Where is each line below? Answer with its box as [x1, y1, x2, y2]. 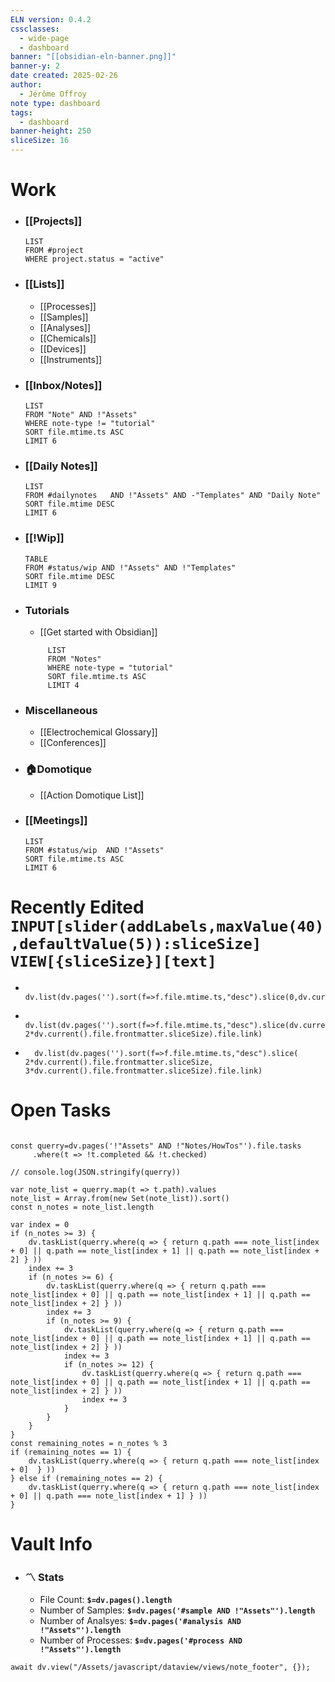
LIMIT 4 [47, 680, 80, 690]
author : [10, 80, 43, 90]
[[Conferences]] [39, 737, 107, 749]
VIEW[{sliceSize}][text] [10, 952, 217, 971]
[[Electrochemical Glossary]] [39, 726, 158, 738]
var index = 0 [10, 1219, 70, 1230]
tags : [10, 107, 33, 118]
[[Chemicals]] [39, 332, 97, 344]
